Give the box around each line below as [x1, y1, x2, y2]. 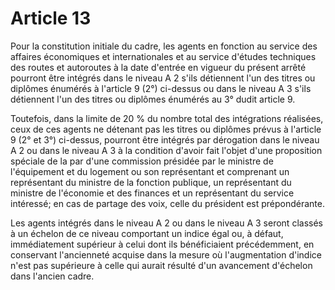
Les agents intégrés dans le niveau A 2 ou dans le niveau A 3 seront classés [10, 217, 323, 229]
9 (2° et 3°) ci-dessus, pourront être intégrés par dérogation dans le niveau [10, 133, 320, 146]
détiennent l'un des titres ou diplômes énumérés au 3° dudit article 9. [10, 93, 296, 105]
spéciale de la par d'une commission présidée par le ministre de [10, 155, 274, 167]
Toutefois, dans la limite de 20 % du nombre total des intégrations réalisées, [10, 112, 324, 124]
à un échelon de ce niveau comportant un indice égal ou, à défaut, [10, 227, 284, 239]
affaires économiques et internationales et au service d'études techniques [10, 50, 317, 62]
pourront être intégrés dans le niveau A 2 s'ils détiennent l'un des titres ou [10, 72, 316, 84]
